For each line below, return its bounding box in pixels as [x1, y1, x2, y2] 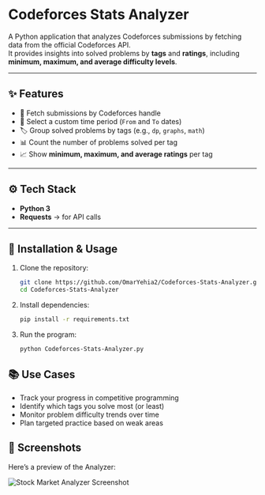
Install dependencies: [19, 300, 90, 310]
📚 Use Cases [8, 368, 76, 381]
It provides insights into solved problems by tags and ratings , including [8, 48, 241, 58]
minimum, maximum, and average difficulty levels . [8, 57, 177, 66]
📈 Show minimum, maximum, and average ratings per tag [19, 149, 213, 159]
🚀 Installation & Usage [8, 242, 118, 255]
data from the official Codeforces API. [8, 40, 132, 49]
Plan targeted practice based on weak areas [19, 418, 164, 428]
